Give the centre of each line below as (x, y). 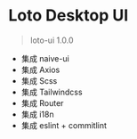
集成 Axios (40, 69)
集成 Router (42, 102)
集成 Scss (39, 80)
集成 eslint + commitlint (64, 125)
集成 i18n (37, 114)
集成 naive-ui (45, 58)
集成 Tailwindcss (52, 92)
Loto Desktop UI (68, 16)
